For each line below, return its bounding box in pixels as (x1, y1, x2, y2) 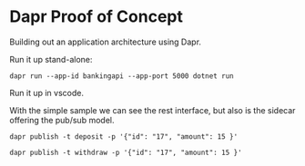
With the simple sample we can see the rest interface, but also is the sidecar (9, 104, 296, 115)
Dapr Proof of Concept (9, 6, 184, 27)
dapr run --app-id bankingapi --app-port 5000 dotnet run (9, 71, 234, 81)
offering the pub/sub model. (9, 114, 115, 125)
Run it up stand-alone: (9, 54, 93, 64)
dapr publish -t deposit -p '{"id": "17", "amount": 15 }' (9, 132, 239, 142)
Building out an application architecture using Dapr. (9, 36, 202, 47)
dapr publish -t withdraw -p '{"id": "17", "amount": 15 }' (9, 148, 243, 157)
